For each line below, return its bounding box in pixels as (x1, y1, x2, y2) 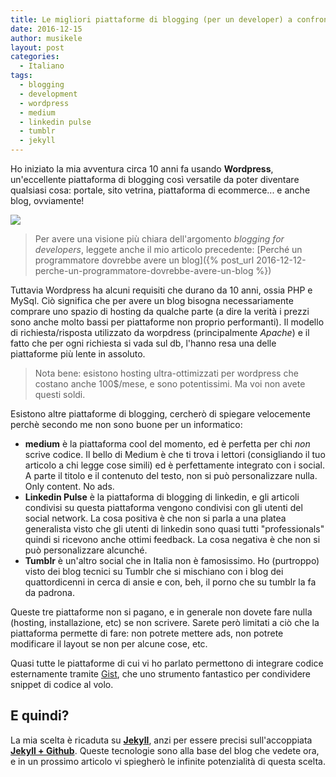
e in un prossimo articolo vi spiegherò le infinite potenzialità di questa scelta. (10, 755, 326, 767)
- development (19, 89, 78, 99)
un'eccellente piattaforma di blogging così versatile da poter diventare (10, 174, 300, 185)
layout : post (10, 42, 65, 53)
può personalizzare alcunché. (24, 544, 148, 556)
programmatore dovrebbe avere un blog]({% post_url (34, 254, 255, 266)
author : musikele (10, 33, 83, 43)
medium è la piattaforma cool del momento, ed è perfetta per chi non (24, 438, 311, 450)
